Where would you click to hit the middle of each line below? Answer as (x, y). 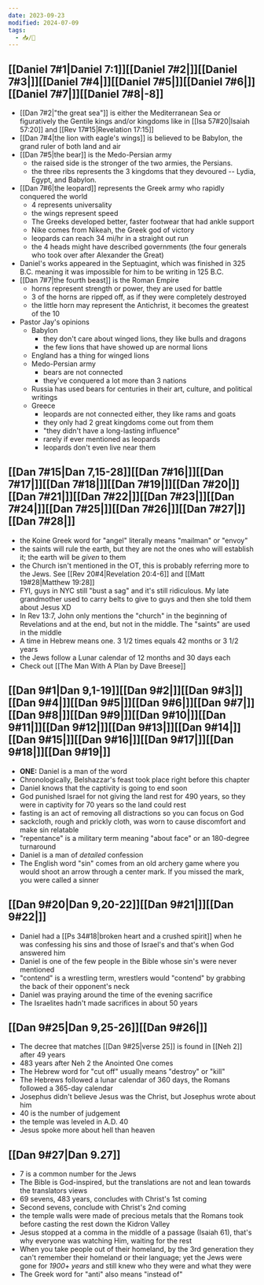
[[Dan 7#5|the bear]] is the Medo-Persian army (95, 155)
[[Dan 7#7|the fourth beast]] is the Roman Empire (99, 280)
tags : (17, 30)
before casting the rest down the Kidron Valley (95, 1224)
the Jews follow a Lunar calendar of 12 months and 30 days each (125, 657)
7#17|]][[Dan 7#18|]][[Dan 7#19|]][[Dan (104, 485)
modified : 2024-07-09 (44, 23)
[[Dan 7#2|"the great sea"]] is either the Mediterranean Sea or (120, 113)
